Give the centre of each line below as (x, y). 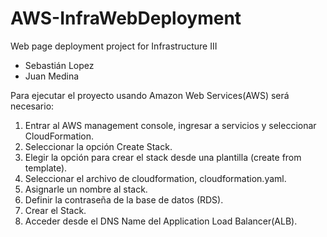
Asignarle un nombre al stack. (86, 189)
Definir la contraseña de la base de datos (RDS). (124, 199)
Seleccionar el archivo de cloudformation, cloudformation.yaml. (155, 178)
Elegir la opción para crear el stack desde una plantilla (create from (163, 157)
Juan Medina (52, 76)
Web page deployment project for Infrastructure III (114, 46)
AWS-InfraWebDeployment (126, 18)
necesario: (32, 106)
